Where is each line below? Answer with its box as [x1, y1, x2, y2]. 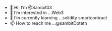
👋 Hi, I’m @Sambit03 [9, 5, 52, 10]
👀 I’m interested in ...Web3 [9, 10, 64, 15]
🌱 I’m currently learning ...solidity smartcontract [9, 15, 108, 20]
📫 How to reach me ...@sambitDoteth [9, 20, 88, 26]
